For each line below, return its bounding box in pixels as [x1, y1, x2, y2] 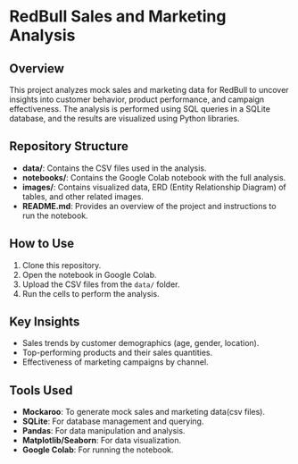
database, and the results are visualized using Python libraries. [9, 114, 240, 123]
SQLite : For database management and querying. [21, 416, 204, 426]
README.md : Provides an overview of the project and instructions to [21, 200, 277, 211]
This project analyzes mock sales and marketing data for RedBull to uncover [9, 85, 289, 95]
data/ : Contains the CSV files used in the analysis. [21, 163, 207, 173]
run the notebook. [21, 210, 88, 221]
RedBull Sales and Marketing [9, 6, 227, 27]
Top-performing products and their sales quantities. [21, 347, 213, 359]
